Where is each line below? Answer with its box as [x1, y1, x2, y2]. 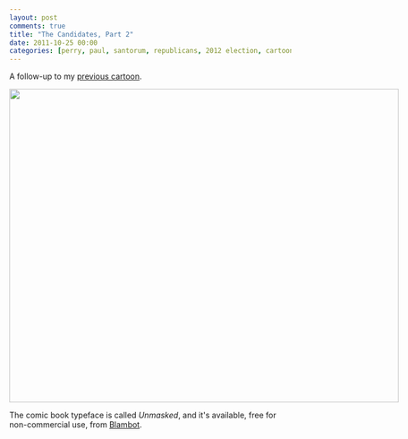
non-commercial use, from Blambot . [9, 419, 142, 430]
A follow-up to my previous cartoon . [9, 71, 142, 82]
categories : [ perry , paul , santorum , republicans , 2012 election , [9, 47, 262, 56]
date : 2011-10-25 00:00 [9, 38, 98, 47]
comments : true [9, 22, 66, 30]
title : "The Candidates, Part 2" [9, 30, 134, 39]
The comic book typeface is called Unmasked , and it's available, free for [9, 409, 276, 421]
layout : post [9, 13, 58, 22]
